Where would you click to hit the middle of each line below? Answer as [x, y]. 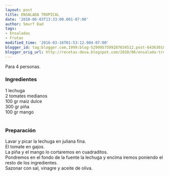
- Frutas [14, 38]
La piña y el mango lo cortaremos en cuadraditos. [57, 152]
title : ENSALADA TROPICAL [32, 15]
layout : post [19, 10]
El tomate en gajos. [25, 147]
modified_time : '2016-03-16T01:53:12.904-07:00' [57, 43]
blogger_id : [18, 47]
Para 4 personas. [23, 67]
